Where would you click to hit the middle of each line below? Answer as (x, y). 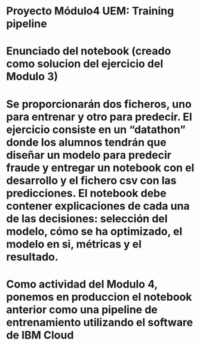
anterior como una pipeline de (82, 309)
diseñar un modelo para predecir (89, 155)
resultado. (32, 257)
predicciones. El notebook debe (86, 193)
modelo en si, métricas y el (74, 244)
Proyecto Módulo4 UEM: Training (90, 11)
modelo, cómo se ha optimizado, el (94, 231)
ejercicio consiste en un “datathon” (96, 129)
